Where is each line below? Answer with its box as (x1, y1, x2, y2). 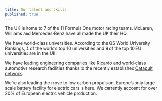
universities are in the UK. (5, 50, 57, 56)
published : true (5, 12, 38, 17)
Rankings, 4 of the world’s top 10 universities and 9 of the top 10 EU (5, 45, 142, 51)
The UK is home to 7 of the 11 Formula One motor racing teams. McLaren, (5, 25, 153, 31)
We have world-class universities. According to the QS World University (5, 40, 151, 46)
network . (5, 70, 24, 76)
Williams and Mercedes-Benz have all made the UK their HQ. (5, 30, 128, 36)
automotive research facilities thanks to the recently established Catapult (5, 65, 153, 71)
